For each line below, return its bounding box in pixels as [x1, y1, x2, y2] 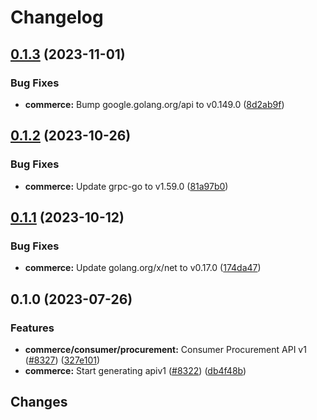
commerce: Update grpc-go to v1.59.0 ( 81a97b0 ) [24, 180, 229, 192]
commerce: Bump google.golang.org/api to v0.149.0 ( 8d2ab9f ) [24, 98, 285, 110]
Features [10, 321, 55, 335]
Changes [10, 394, 68, 411]
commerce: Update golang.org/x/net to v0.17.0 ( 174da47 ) [24, 262, 262, 274]
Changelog [10, 6, 104, 29]
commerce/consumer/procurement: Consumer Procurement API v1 [24, 343, 307, 355]
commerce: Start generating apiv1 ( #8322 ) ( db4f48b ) [24, 364, 247, 376]
